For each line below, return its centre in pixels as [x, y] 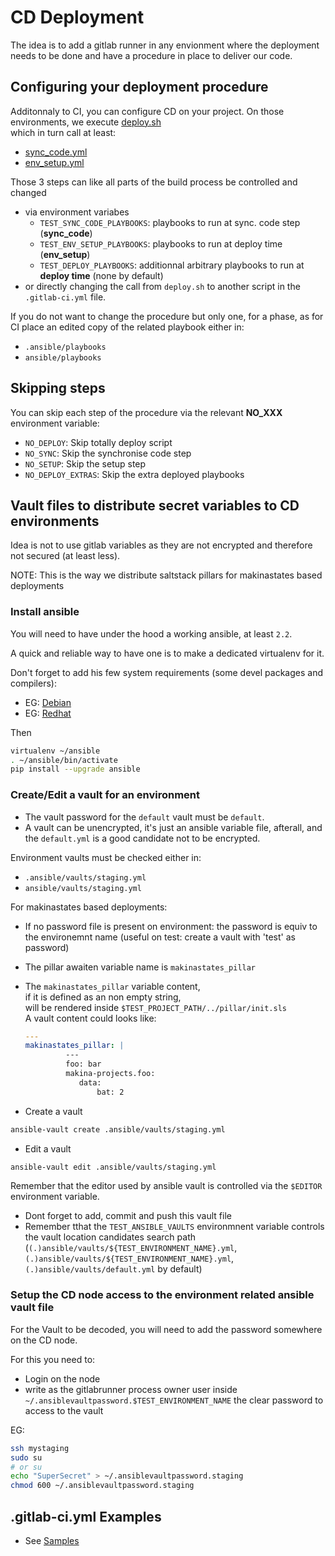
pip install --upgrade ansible [75, 769]
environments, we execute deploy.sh [86, 122]
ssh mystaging [40, 1448]
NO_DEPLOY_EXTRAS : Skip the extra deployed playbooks [134, 474]
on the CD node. [44, 1340]
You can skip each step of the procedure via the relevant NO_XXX [146, 412]
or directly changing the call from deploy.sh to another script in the [162, 286]
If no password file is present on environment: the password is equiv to [171, 926]
